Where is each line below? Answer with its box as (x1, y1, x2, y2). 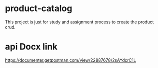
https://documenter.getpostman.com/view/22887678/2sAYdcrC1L (5, 57, 136, 63)
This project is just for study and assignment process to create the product (5, 19, 154, 25)
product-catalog (5, 3, 72, 14)
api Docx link (5, 41, 58, 52)
